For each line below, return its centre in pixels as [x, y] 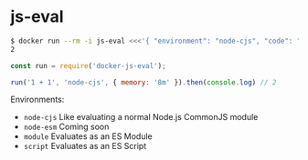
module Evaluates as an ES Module [88, 136]
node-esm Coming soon [66, 127]
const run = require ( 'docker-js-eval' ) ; [89, 65]
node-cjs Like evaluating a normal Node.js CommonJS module [141, 117]
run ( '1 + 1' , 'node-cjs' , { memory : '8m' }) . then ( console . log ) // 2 [143, 82]
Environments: [37, 100]
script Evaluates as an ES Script [85, 146]
